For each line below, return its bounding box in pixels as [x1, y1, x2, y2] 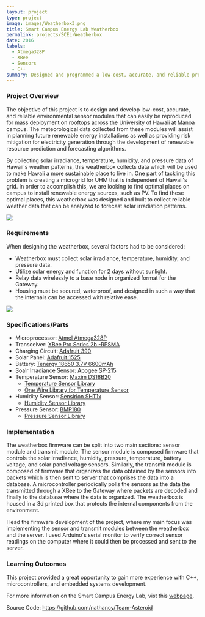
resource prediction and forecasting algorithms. [6, 144, 126, 152]
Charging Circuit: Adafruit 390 [15, 347, 92, 355]
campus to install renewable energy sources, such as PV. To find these [6, 189, 184, 196]
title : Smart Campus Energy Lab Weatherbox [6, 26, 119, 32]
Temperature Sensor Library [24, 380, 96, 387]
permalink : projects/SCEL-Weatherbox [6, 32, 103, 38]
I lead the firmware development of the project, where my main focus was [6, 518, 192, 526]
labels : [6, 43, 26, 50]
